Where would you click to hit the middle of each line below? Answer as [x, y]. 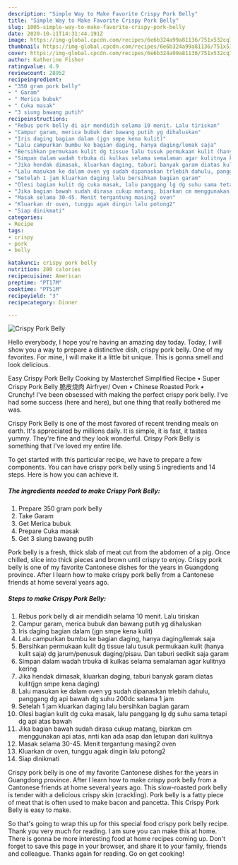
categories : [25, 217]
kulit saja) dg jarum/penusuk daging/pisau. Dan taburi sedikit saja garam [123, 654]
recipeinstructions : [38, 119]
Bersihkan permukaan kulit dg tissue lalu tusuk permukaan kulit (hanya [121, 646]
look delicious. [29, 365]
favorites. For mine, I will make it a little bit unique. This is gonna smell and [116, 357]
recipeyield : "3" [34, 296]
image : [18, 40]
